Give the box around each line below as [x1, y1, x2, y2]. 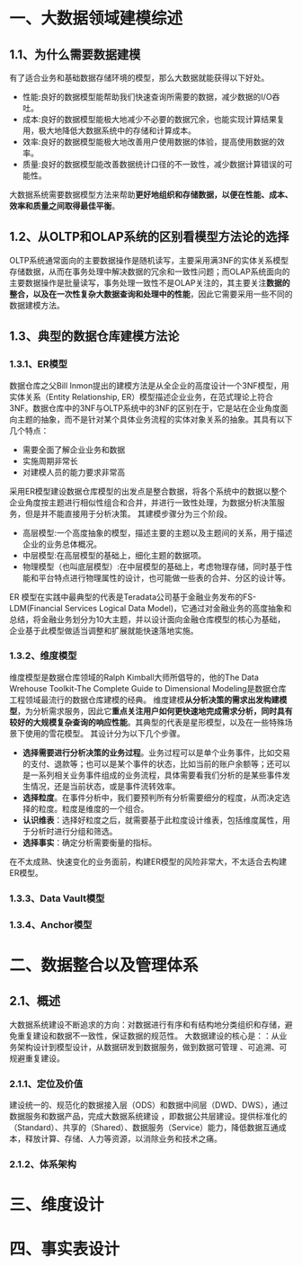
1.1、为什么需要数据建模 [9, 47, 141, 62]
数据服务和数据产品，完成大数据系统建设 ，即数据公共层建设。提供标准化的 [9, 1110, 288, 1121]
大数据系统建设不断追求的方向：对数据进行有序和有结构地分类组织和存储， [9, 1019, 285, 1030]
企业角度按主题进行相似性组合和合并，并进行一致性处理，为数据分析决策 [9, 496, 277, 508]
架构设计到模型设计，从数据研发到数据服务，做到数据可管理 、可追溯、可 [16, 1041, 288, 1052]
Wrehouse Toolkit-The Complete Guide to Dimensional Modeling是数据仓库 [9, 682, 287, 693]
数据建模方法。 [9, 299, 65, 310]
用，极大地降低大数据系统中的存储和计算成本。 [22, 125, 196, 136]
